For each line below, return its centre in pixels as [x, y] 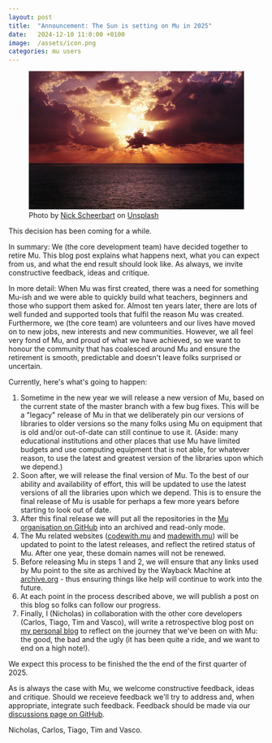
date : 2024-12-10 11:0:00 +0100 [67, 34]
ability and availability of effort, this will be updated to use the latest [133, 484]
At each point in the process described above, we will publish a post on [140, 597]
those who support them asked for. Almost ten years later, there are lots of [133, 306]
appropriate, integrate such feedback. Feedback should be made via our [130, 706]
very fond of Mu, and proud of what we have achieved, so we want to [125, 341]
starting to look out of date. [66, 510]
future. [31, 588]
